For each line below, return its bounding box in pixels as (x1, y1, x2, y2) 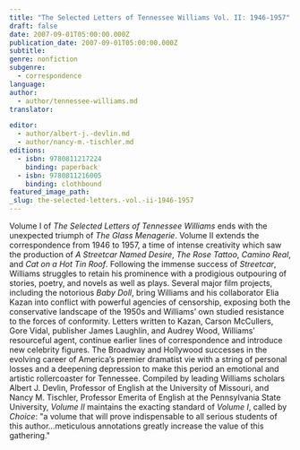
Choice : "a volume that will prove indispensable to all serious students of (9, 411, 278, 421)
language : (9, 80, 47, 89)
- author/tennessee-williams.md (17, 96, 139, 106)
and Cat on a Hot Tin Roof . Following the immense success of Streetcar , (9, 259, 277, 269)
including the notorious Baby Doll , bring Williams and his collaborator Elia (9, 288, 279, 298)
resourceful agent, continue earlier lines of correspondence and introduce (9, 335, 283, 345)
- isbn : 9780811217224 (17, 154, 102, 163)
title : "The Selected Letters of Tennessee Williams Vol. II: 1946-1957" (9, 13, 291, 22)
